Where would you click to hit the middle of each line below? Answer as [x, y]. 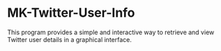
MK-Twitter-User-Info [71, 13]
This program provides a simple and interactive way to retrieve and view [111, 32]
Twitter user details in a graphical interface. [70, 39]
